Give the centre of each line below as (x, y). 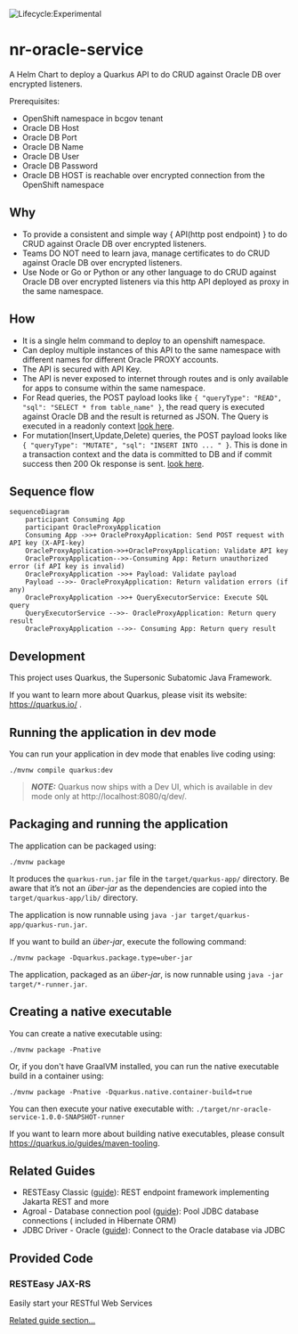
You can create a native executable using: (86, 1033)
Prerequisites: (35, 101)
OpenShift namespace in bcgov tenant (93, 118)
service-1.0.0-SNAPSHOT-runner (67, 1117)
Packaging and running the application (119, 824)
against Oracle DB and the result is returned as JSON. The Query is (145, 416)
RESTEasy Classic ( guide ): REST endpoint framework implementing (145, 1192)
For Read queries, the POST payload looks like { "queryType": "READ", (152, 397)
